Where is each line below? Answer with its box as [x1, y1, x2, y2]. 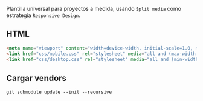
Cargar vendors [6, 73, 66, 83]
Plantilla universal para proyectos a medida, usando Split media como [6, 5, 181, 12]
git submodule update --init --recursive [6, 89, 112, 96]
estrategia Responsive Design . [6, 11, 80, 19]
